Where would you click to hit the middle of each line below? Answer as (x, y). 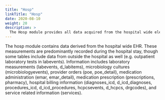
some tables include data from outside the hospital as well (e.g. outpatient (80, 56)
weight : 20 (16, 23)
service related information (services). (44, 93)
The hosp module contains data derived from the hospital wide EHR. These (81, 46)
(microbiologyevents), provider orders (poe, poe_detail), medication (73, 72)
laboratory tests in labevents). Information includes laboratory (68, 62)
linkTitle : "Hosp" (24, 14)
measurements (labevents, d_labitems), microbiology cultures (68, 67)
